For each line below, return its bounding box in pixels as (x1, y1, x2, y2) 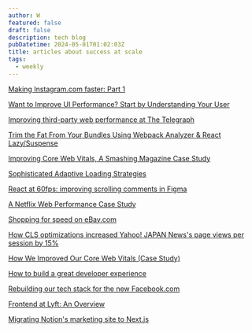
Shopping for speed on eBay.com (8, 214, 117, 224)
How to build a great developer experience (8, 268, 147, 278)
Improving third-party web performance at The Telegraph (8, 115, 195, 124)
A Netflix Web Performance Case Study (8, 199, 136, 208)
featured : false (8, 19, 61, 27)
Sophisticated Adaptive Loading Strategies (8, 168, 147, 178)
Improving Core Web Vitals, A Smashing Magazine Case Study (8, 153, 211, 163)
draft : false (8, 26, 51, 34)
